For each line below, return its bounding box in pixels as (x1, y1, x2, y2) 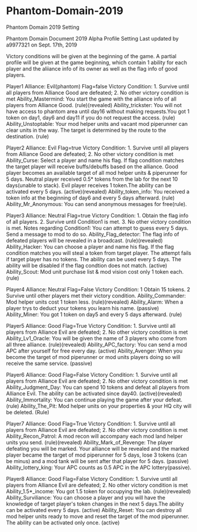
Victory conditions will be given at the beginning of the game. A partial (6, 52, 176, 59)
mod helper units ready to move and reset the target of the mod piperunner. (6, 513, 189, 520)
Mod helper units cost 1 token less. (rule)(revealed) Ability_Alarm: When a (6, 298, 183, 305)
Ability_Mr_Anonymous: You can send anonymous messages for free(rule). (6, 200, 187, 207)
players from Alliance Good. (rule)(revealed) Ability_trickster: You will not (6, 101, 182, 108)
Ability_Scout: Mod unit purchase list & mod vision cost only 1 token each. (6, 268, 184, 275)
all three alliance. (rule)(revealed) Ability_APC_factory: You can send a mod (6, 341, 187, 348)
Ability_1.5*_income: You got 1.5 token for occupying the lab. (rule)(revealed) (6, 487, 191, 495)
